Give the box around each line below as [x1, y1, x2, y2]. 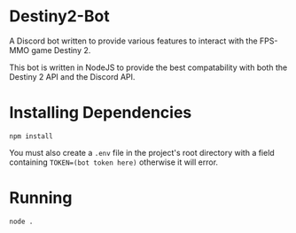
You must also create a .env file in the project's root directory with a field [9, 147, 275, 158]
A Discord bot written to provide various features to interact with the [9, 35, 259, 46]
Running [9, 188, 73, 208]
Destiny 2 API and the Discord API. [9, 71, 136, 82]
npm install [9, 131, 53, 141]
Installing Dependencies [9, 103, 192, 123]
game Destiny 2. [30, 44, 91, 55]
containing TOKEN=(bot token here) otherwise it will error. [9, 157, 219, 167]
